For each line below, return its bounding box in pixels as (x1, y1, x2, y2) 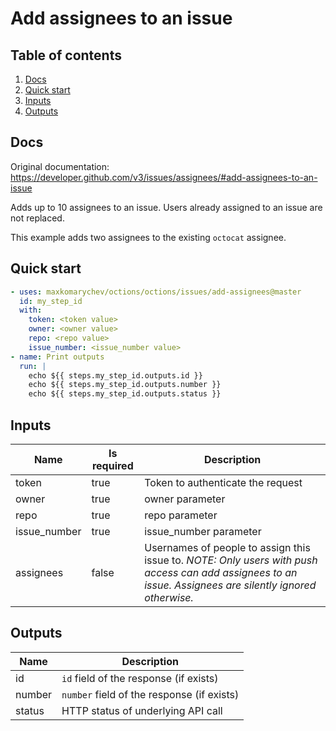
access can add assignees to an (144, 565, 298, 579)
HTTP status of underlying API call (61, 703, 223, 717)
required (91, 458, 134, 472)
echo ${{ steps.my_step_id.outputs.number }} (28, 380, 222, 390)
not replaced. (10, 212, 65, 224)
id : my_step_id (19, 296, 83, 306)
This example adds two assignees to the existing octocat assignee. (10, 231, 287, 243)
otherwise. (144, 590, 194, 604)
